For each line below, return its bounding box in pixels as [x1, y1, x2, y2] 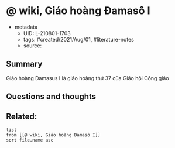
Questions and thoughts [6, 92, 97, 102]
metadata [14, 23, 38, 30]
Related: [6, 111, 37, 121]
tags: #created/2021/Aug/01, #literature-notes [23, 36, 135, 43]
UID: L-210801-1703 [23, 29, 71, 36]
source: [23, 42, 42, 49]
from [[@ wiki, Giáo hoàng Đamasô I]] [6, 132, 101, 138]
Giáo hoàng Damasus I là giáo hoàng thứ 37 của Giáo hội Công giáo [6, 74, 169, 81]
